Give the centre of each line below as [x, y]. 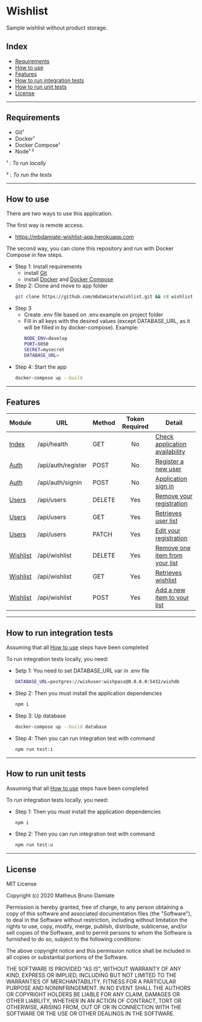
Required [136, 426]
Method [104, 423]
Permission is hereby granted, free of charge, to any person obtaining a [95, 907]
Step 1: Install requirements [48, 266]
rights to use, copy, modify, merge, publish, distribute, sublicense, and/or [97, 926]
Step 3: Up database [40, 716]
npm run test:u [34, 845]
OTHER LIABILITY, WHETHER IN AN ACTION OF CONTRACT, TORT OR [94, 1001]
